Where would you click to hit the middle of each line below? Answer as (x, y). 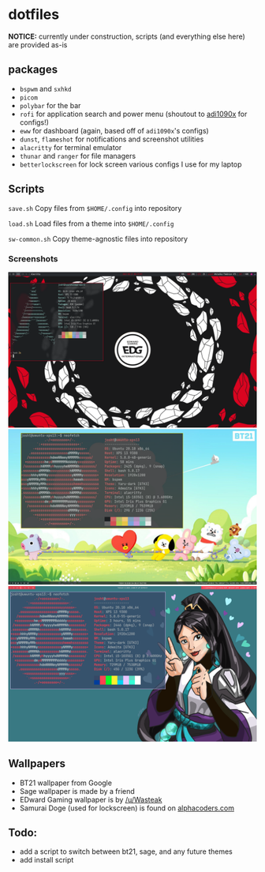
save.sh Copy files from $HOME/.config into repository (95, 208)
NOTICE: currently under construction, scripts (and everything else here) (127, 36)
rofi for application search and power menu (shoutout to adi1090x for (133, 114)
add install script (47, 860)
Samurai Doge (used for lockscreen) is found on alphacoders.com (127, 808)
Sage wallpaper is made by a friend (77, 791)
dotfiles (34, 15)
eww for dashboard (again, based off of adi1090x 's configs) (114, 130)
